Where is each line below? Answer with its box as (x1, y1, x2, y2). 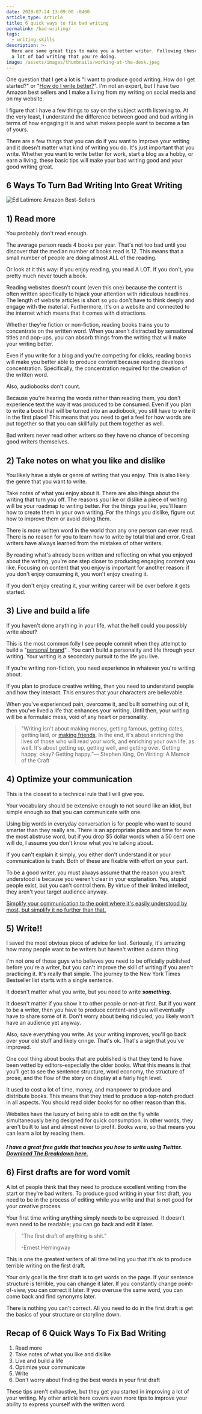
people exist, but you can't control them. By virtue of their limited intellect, (6, 881, 190, 889)
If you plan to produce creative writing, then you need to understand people (6, 682, 194, 690)
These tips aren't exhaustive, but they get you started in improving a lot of (6, 1388, 189, 1395)
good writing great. (6, 163, 54, 170)
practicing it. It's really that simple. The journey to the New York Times (6, 970, 180, 978)
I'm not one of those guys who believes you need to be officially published (6, 957, 191, 965)
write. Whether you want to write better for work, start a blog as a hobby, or (6, 150, 194, 157)
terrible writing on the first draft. (6, 1262, 86, 1269)
